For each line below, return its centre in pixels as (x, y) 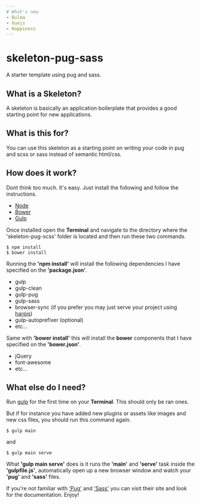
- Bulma (16, 17)
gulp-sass (27, 301)
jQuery (23, 356)
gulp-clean (28, 288)
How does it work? (42, 173)
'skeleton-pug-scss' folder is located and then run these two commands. (96, 236)
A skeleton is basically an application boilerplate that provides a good (92, 108)
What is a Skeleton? (44, 94)
